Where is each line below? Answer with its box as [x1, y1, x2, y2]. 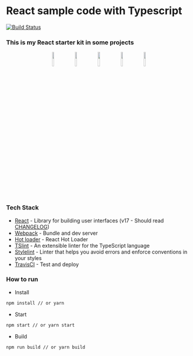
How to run [6, 275, 38, 284]
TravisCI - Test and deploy [14, 261, 79, 268]
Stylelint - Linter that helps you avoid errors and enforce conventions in [14, 248, 188, 255]
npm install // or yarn [6, 300, 65, 306]
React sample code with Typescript [6, 4, 182, 18]
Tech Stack [6, 204, 39, 212]
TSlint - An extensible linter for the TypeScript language [14, 242, 150, 249]
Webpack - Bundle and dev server [14, 229, 98, 237]
